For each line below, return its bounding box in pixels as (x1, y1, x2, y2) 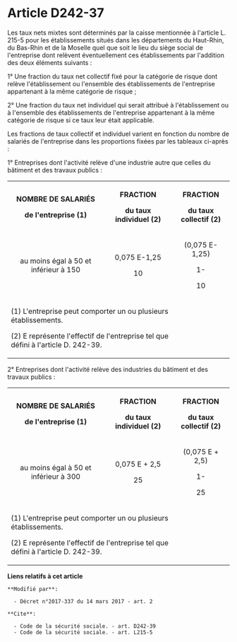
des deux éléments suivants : (7, 58, 92, 66)
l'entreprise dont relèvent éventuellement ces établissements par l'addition (7, 51, 224, 59)
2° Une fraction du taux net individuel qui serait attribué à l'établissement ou (7, 100, 229, 109)
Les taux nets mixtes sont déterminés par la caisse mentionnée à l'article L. (7, 28, 226, 37)
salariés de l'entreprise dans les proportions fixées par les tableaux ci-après (7, 136, 229, 146)
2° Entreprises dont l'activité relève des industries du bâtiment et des (7, 365, 208, 373)
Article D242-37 (7, 5, 104, 21)
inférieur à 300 (30, 472, 81, 482)
